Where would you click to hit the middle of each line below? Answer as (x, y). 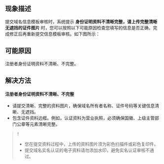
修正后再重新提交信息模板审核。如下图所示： (54, 34)
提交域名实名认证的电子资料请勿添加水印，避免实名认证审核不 (87, 150)
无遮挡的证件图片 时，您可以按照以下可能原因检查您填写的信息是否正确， (79, 27)
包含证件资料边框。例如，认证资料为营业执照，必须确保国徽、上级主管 (83, 118)
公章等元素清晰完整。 (38, 124)
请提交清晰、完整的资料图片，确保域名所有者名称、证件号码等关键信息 (83, 106)
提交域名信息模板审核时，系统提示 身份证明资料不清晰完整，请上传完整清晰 (81, 22)
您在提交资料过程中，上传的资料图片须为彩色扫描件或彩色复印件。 (91, 144)
